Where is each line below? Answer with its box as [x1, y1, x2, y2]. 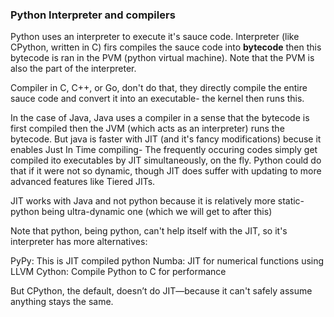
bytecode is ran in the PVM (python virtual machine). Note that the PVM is [10, 52, 315, 64]
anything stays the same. [10, 296, 114, 308]
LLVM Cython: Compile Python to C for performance [10, 266, 227, 278]
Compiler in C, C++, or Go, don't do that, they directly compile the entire [10, 82, 308, 94]
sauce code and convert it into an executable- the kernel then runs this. [10, 93, 305, 105]
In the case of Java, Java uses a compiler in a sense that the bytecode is [10, 112, 310, 124]
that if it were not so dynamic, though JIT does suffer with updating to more [10, 165, 322, 177]
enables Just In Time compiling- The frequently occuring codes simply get [10, 144, 318, 156]
